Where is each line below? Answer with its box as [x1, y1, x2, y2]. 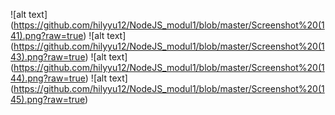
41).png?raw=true [10, 30, 84, 41]
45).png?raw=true [10, 94, 86, 105]
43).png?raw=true [10, 51, 86, 63]
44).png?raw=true [10, 72, 86, 84]
